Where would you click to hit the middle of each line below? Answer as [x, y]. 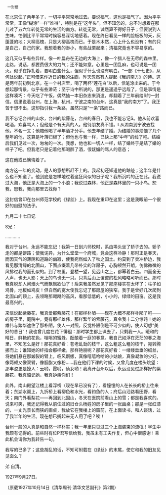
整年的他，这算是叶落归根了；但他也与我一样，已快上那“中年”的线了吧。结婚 [83, 137]
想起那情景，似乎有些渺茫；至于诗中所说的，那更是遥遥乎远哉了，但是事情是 [83, 89]
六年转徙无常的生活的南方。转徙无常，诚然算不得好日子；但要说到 [89, 29]
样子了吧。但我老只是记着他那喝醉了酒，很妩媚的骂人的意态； [68, 149]
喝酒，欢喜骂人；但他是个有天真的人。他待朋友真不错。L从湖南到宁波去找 [80, 124]
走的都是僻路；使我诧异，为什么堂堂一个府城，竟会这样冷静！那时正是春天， [83, 253]
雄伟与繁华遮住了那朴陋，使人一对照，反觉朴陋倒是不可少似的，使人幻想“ [80, 325]
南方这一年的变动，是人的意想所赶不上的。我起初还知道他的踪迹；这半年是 [81, 170]
